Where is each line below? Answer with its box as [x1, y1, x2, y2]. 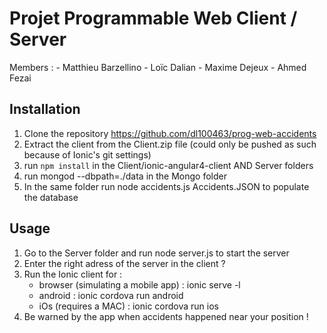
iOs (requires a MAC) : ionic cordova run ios [38, 300, 219, 312]
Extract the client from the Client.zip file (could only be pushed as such [23, 138, 317, 150]
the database [23, 191, 79, 203]
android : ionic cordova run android [38, 289, 184, 301]
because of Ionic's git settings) [23, 148, 152, 161]
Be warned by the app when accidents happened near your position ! [23, 310, 309, 322]
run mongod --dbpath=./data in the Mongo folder [23, 170, 227, 182]
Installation [9, 101, 81, 118]
